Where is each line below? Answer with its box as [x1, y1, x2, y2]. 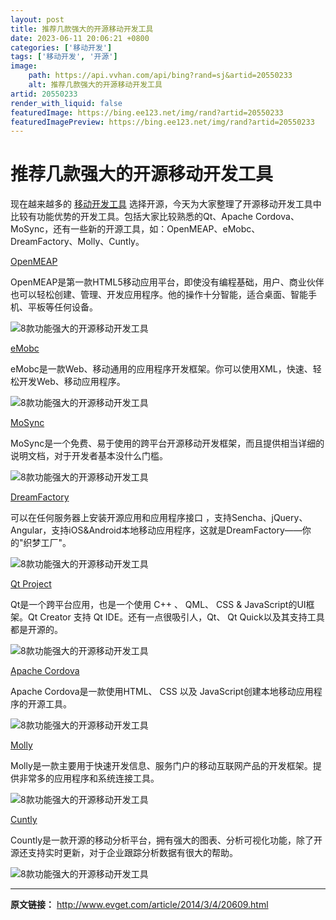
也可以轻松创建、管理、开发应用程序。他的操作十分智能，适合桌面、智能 [10, 289, 308, 301]
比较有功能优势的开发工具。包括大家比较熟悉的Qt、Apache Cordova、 [10, 211, 300, 223]
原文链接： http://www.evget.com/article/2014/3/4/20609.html [10, 899, 269, 911]
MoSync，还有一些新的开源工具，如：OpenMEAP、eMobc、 [10, 223, 261, 235]
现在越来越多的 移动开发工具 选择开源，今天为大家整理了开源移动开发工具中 [10, 198, 322, 210]
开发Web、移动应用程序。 [18, 376, 126, 388]
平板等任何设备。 [27, 301, 98, 313]
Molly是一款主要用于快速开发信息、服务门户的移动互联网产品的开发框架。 [10, 760, 313, 772]
